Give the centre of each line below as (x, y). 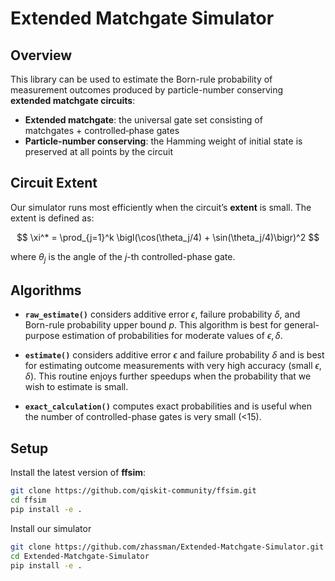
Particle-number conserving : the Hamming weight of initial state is (163, 141)
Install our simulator (51, 528)
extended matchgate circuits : (73, 100)
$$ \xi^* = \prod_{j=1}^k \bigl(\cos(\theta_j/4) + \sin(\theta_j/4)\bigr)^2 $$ (168, 237)
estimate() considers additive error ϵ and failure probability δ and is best (174, 355)
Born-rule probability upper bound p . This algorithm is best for (153, 325)
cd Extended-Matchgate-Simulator (80, 556)
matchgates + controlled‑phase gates (102, 130)
